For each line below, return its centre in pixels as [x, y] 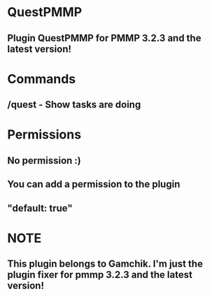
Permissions [44, 135]
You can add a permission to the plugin [94, 184]
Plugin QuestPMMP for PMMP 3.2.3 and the [104, 38]
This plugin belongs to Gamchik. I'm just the [105, 264]
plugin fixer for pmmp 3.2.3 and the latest [100, 275]
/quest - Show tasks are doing [74, 105]
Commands [42, 79]
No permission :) [44, 161]
